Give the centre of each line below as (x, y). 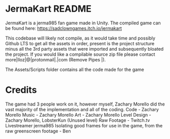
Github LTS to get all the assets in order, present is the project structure (80, 43)
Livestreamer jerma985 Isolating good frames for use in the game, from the (84, 125)
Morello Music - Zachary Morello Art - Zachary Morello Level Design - (78, 115)
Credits (21, 90)
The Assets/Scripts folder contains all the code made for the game (75, 69)
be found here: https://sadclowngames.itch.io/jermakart (64, 28)
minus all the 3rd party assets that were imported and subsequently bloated (84, 49)
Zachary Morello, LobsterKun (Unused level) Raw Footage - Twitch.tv (78, 120)
